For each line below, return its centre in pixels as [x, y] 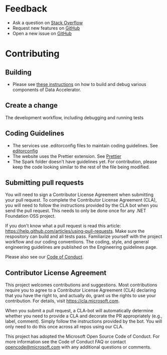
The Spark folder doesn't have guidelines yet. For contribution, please [85, 161]
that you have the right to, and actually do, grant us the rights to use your [81, 296]
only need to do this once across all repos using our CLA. [64, 327]
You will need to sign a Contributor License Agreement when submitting [79, 195]
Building [18, 72]
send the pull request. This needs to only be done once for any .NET [76, 211]
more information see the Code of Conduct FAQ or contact [66, 342]
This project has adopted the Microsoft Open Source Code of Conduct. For [82, 336]
